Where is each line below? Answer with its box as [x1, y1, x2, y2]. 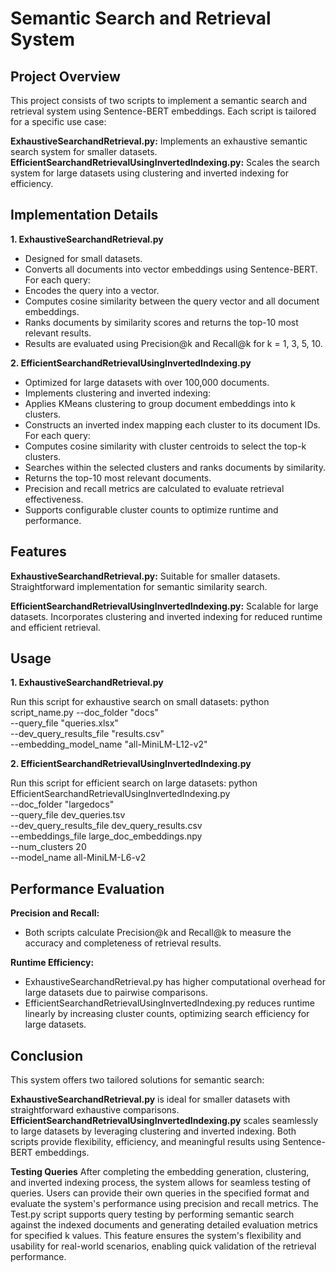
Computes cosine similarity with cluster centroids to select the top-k [24, 440, 307, 452]
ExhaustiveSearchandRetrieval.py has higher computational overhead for [24, 976, 326, 988]
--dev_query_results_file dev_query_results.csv [10, 820, 203, 832]
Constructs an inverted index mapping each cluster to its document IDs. [24, 418, 321, 431]
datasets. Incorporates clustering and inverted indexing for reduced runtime [10, 610, 323, 622]
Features [10, 543, 67, 561]
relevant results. [24, 327, 92, 339]
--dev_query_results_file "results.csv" [10, 728, 165, 740]
